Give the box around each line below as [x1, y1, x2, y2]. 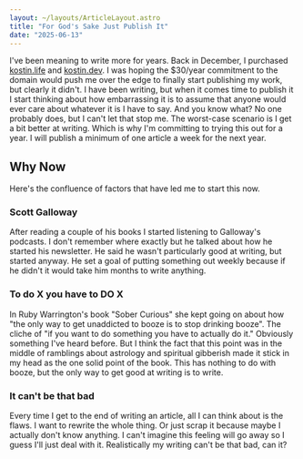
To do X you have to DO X [9, 288, 125, 301]
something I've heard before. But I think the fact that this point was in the [9, 338, 283, 349]
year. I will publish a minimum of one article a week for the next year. [9, 133, 267, 144]
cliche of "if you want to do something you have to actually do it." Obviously [9, 328, 294, 339]
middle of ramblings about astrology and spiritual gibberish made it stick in [9, 347, 289, 358]
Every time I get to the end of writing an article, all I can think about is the [9, 411, 284, 422]
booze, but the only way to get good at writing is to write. [9, 366, 224, 378]
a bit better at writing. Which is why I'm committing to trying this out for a [9, 123, 284, 134]
